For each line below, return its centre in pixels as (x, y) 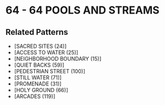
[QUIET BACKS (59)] (39, 65)
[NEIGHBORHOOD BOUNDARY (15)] (58, 59)
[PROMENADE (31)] (38, 84)
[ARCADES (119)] (35, 96)
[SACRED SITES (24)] (40, 46)
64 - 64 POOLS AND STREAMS (82, 10)
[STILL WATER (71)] (38, 78)
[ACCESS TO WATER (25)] (46, 52)
